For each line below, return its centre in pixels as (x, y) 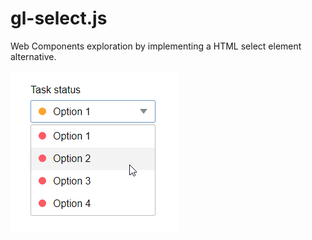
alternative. (33, 56)
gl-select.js (59, 18)
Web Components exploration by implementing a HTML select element (156, 46)
